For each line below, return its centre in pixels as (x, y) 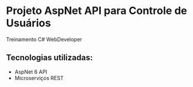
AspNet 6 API (31, 72)
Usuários (28, 23)
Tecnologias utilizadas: (49, 58)
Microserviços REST (39, 78)
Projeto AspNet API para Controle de (97, 11)
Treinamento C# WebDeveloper (44, 39)
